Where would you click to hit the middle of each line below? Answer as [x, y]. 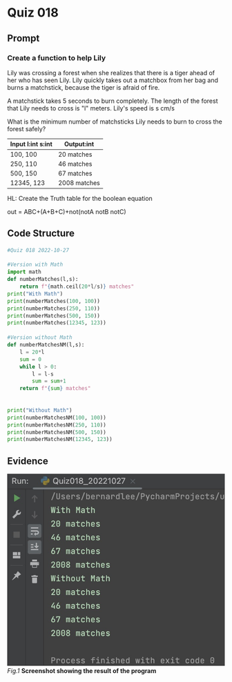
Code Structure [41, 234]
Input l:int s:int [31, 144]
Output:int [79, 144]
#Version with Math [35, 265]
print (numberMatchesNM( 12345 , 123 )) [60, 440]
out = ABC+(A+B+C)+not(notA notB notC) [67, 211]
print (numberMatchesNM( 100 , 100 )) [57, 418]
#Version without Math [40, 338]
